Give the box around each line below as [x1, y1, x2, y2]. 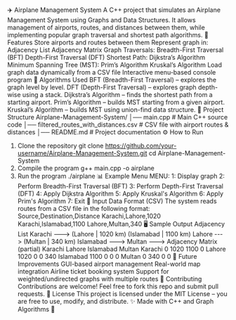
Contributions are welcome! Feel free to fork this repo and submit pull [17, 282, 219, 290]
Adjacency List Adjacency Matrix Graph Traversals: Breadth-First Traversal [7, 46, 224, 54]
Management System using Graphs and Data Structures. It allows [7, 16, 196, 24]
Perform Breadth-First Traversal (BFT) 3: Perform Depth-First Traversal [17, 182, 223, 190]
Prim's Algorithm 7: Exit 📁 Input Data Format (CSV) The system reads [17, 197, 217, 205]
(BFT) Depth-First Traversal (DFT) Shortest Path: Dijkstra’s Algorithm [7, 53, 206, 61]
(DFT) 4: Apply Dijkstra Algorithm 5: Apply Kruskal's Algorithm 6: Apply [17, 189, 223, 198]
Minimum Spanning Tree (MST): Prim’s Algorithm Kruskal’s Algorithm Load [7, 60, 223, 69]
